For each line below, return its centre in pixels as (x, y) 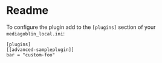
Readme (28, 10)
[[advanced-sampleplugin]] (40, 49)
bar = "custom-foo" (31, 55)
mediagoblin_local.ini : (36, 33)
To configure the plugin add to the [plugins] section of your (81, 27)
